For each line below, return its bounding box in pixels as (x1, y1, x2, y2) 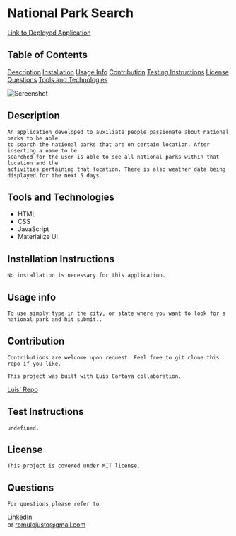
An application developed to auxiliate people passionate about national (7, 128, 230, 135)
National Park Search (7, 5, 134, 21)
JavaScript (17, 225, 49, 233)
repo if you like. (7, 360, 61, 367)
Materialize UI (17, 233, 59, 241)
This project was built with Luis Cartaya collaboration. (7, 372, 182, 380)
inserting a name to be (7, 147, 78, 154)
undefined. (7, 424, 40, 432)
